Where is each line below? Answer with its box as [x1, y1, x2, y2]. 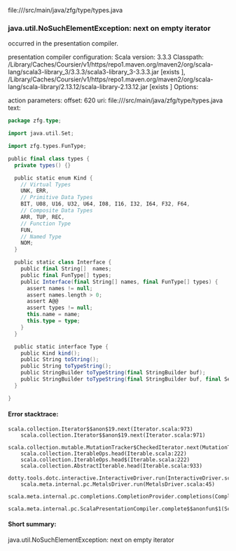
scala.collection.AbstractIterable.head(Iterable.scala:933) [20, 462, 202, 469]
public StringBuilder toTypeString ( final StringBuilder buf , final [20, 376, 221, 383]
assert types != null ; [26, 304, 93, 311]
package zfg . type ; [8, 117, 62, 125]
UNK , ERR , [20, 187, 50, 195]
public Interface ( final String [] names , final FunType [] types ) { [20, 278, 218, 285]
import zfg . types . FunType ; [8, 143, 87, 150]
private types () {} [14, 161, 71, 169]
